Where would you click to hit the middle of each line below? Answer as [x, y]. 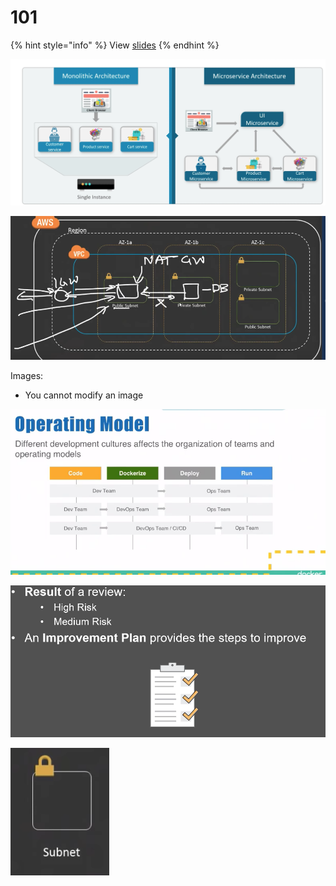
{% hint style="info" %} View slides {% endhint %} [115, 45]
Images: [27, 375]
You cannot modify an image [84, 395]
